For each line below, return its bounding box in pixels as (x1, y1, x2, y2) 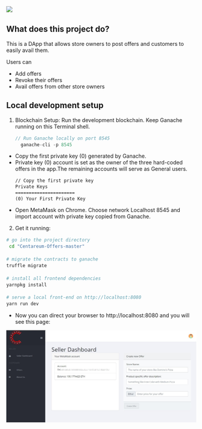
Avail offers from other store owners (14, 83, 105, 90)
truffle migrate (6, 262, 47, 268)
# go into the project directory (6, 237, 90, 244)
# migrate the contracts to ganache (6, 256, 98, 262)
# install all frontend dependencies (6, 275, 101, 282)
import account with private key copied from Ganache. (14, 213, 151, 220)
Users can (6, 58, 32, 65)
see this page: (14, 318, 51, 325)
